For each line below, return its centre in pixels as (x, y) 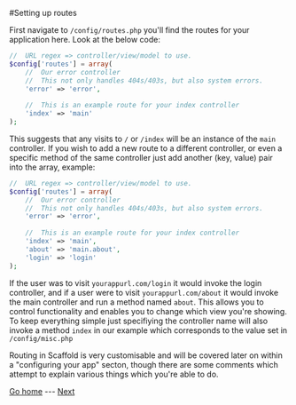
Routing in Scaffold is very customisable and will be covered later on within (146, 355)
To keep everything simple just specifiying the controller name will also (139, 321)
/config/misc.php (41, 338)
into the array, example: (52, 167)
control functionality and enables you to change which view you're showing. (148, 311)
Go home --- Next (42, 391)
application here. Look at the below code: (85, 40)
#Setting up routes (43, 13)
